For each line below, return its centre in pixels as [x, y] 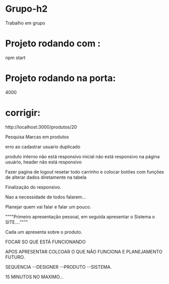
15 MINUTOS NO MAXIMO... [35, 277]
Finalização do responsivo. [33, 187]
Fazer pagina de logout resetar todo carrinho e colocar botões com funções [84, 172]
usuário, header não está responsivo [44, 162]
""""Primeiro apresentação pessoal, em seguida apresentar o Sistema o [80, 216]
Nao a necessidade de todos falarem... [46, 197]
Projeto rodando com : [53, 44]
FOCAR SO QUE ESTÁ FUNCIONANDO [45, 242]
